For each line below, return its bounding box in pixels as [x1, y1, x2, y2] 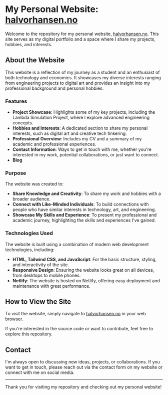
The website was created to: [5, 181, 64, 187]
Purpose [5, 169, 26, 176]
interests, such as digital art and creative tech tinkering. [12, 130, 127, 136]
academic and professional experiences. [12, 141, 96, 147]
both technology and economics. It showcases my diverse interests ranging [5, 74, 161, 81]
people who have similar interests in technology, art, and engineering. [12, 207, 156, 213]
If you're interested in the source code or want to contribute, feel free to [5, 326, 153, 332]
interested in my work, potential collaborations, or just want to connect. [12, 152, 159, 158]
